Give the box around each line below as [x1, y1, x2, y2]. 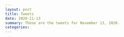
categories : [5, 25, 30, 30]
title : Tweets [5, 12, 34, 16]
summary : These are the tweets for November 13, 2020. [5, 20, 120, 25]
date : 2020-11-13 [5, 16, 41, 21]
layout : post [5, 7, 32, 12]
